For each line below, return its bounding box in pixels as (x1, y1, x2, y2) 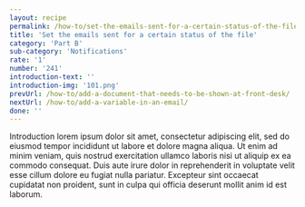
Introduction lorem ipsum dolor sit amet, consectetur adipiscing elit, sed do (9, 131, 290, 142)
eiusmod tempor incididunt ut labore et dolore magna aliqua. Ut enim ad (9, 141, 279, 152)
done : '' (9, 106, 43, 115)
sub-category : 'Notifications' (9, 47, 128, 56)
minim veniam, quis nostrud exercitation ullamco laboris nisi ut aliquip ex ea (9, 151, 292, 162)
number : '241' (9, 64, 64, 74)
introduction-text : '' (9, 73, 95, 82)
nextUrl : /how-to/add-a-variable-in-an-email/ (9, 97, 189, 107)
